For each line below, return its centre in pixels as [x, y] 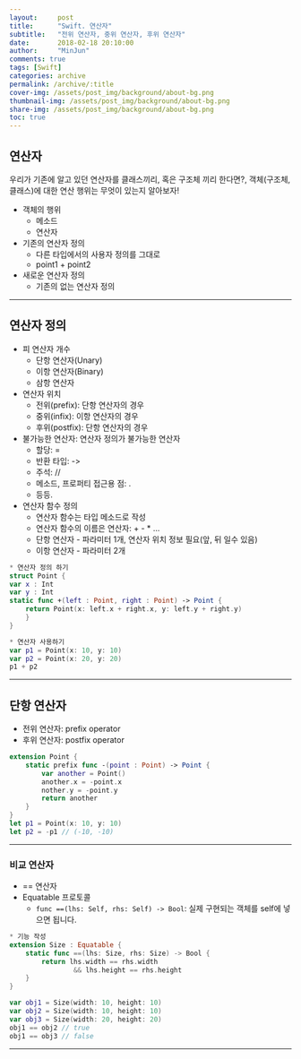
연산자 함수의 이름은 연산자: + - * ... [98, 528]
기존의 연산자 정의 [53, 243]
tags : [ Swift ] [36, 68]
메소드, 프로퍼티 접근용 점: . [83, 483]
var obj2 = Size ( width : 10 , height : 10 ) [86, 1012]
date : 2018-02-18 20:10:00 [72, 43]
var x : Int [31, 584]
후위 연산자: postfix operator [73, 740]
